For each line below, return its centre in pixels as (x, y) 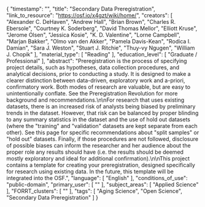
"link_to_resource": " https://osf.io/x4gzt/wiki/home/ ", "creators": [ (90, 15)
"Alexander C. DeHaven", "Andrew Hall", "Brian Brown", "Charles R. (91, 22)
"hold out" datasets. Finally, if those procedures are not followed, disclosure (102, 139)
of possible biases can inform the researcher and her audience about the (99, 145)
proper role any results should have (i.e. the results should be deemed (95, 152)
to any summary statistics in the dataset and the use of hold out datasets (98, 119)
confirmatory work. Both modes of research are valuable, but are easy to (99, 87)
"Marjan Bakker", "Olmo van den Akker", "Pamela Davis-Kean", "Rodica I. (99, 41)
